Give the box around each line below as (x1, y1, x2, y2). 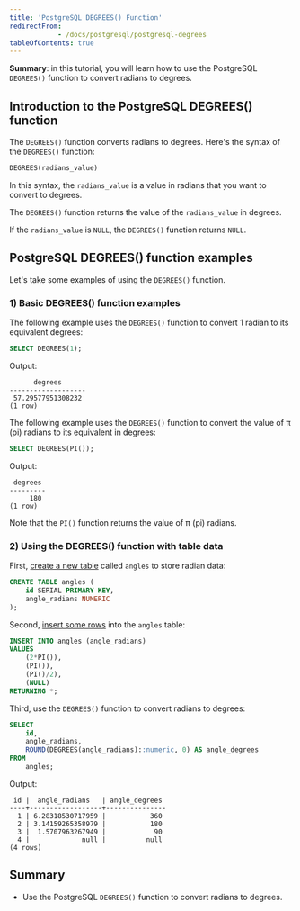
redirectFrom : (9, 22, 63, 31)
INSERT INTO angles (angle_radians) (9, 636, 146, 645)
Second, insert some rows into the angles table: (9, 618, 186, 630)
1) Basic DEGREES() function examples (9, 296, 181, 309)
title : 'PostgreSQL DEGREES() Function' (9, 13, 163, 23)
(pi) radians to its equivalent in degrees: (9, 427, 156, 437)
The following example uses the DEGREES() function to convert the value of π (9, 417, 292, 428)
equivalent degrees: (9, 327, 84, 338)
